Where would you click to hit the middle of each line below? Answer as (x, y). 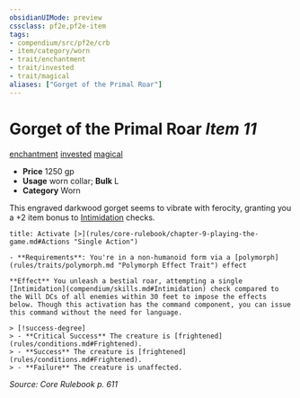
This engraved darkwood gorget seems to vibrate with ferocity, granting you (150, 208)
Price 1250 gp (48, 171)
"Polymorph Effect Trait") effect (182, 265)
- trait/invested (42, 68)
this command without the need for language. (96, 312)
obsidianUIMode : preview (56, 18)
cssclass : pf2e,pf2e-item (57, 26)
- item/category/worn (50, 51)
